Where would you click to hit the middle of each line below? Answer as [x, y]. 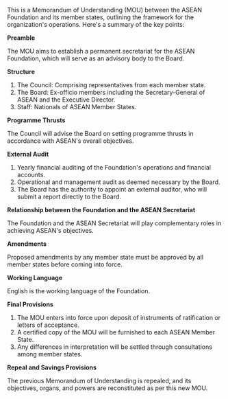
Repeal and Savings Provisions [52, 367]
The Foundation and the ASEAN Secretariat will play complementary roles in [114, 223]
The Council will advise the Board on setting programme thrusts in [100, 134]
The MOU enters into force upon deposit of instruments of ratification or [119, 318]
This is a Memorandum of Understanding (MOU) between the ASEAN [105, 10]
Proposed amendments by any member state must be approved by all [105, 257]
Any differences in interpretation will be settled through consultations [114, 347]
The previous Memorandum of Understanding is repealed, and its [99, 381]
